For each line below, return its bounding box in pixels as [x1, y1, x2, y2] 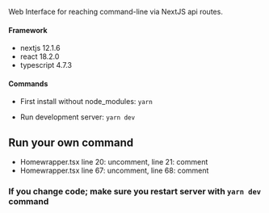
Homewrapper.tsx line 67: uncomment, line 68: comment [19, 165, 209, 176]
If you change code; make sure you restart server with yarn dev [8, 186, 261, 197]
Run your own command [8, 136, 134, 149]
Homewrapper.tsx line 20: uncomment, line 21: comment [19, 157, 208, 167]
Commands [8, 78, 48, 88]
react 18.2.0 [19, 52, 60, 61]
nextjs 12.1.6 [19, 44, 61, 53]
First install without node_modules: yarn [19, 97, 153, 106]
